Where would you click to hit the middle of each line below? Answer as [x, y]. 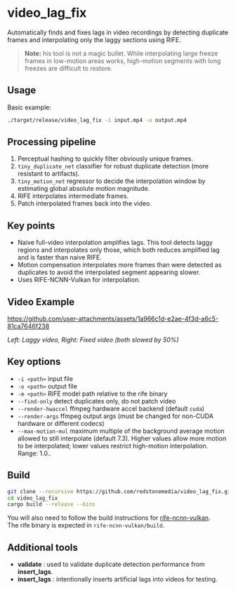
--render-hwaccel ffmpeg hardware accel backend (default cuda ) [111, 408]
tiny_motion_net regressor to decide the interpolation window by [111, 181]
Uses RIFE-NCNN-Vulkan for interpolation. [79, 280]
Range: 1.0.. [34, 453]
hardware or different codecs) [61, 423]
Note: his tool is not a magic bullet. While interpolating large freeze [121, 53]
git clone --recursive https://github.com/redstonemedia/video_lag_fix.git [120, 491]
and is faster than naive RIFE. [59, 257]
